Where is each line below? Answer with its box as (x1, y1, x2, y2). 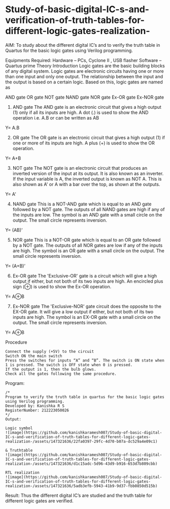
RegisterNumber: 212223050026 (5, 408, 70, 413)
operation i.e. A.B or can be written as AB (12, 114, 99, 121)
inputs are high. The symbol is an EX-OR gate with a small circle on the (12, 314, 161, 320)
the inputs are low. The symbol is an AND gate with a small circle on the (12, 212, 162, 218)
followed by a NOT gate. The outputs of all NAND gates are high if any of (12, 206, 165, 212)
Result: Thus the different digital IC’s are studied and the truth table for (5, 492, 153, 498)
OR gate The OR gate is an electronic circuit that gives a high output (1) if (12, 134, 165, 140)
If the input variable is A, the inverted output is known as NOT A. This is (12, 175, 162, 182)
